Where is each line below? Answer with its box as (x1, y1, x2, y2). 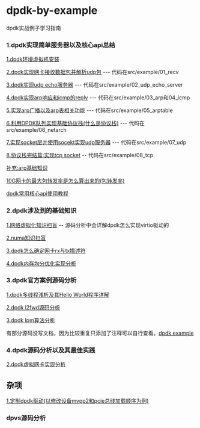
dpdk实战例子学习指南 (6, 24, 61, 31)
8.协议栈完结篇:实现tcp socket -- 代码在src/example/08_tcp (6, 152, 154, 159)
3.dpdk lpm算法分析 (6, 317, 55, 324)
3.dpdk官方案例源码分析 (6, 276, 77, 285)
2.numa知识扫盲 (6, 234, 46, 241)
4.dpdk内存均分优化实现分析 (6, 259, 77, 267)
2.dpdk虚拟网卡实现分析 (6, 361, 66, 368)
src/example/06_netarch (6, 126, 67, 134)
